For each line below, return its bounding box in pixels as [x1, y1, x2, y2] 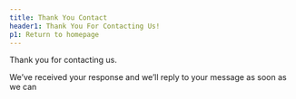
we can [9, 82, 37, 93]
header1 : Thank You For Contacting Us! [9, 22, 161, 31]
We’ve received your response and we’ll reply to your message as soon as [9, 72, 288, 83]
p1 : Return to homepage [9, 30, 100, 39]
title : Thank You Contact [9, 13, 107, 22]
